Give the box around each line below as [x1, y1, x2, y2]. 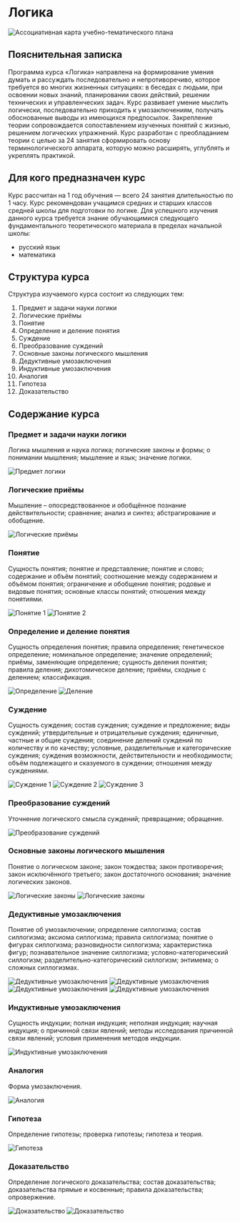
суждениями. [8, 766, 49, 775]
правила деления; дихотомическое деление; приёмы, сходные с [8, 665, 206, 674]
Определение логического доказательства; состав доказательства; [8, 1178, 216, 1186]
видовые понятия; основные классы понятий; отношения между [8, 587, 206, 595]
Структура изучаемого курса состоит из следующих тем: [8, 290, 185, 299]
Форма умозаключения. [8, 1082, 82, 1091]
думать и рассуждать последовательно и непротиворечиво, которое [8, 75, 221, 84]
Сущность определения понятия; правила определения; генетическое [8, 642, 224, 651]
